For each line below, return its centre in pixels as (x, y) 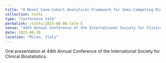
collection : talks (24, 14)
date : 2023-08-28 (23, 32)
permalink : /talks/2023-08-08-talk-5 (44, 23)
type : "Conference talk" (31, 19)
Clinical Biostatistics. (26, 56)
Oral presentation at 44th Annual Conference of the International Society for (83, 51)
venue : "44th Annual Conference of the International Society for (75, 28)
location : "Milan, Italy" (32, 37)
